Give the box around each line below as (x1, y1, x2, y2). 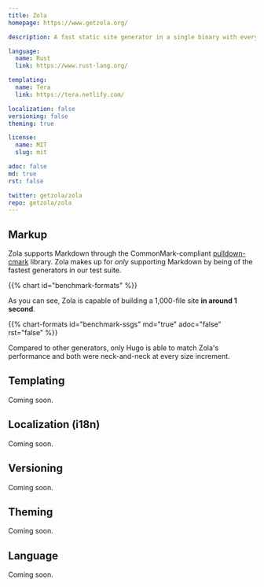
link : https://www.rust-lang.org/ (15, 62, 128, 70)
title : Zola (8, 11, 47, 20)
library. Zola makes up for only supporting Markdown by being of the (30, 257, 253, 267)
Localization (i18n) (8, 418, 101, 431)
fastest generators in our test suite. (8, 265, 122, 275)
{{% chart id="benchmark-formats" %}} (8, 281, 137, 290)
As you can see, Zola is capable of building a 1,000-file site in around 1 (8, 296, 237, 305)
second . (8, 305, 35, 314)
